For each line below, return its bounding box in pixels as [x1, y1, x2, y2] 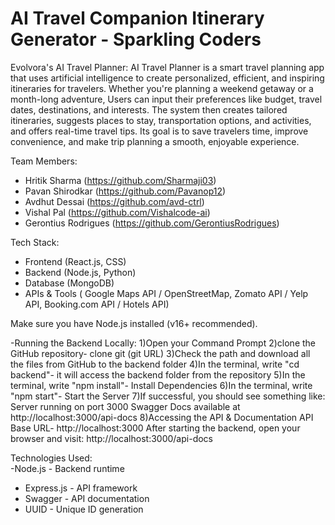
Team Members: [10, 155, 78, 167]
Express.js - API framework [24, 482, 138, 494]
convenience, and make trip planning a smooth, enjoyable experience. [10, 135, 300, 147]
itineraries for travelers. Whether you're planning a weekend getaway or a [10, 82, 314, 94]
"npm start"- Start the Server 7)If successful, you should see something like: [10, 390, 326, 402]
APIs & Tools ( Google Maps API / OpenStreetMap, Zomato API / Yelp [24, 287, 309, 299]
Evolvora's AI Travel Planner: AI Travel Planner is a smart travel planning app [10, 61, 325, 73]
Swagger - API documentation [24, 492, 150, 504]
